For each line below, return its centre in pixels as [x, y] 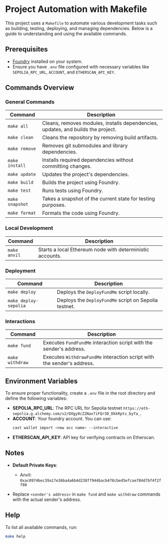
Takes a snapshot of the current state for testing [98, 199]
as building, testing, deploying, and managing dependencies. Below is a [79, 28]
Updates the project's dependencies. [85, 174]
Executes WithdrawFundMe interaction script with [98, 357]
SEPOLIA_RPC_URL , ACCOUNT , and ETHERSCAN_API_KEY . [64, 72]
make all [18, 126]
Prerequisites [26, 49]
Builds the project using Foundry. [81, 182]
